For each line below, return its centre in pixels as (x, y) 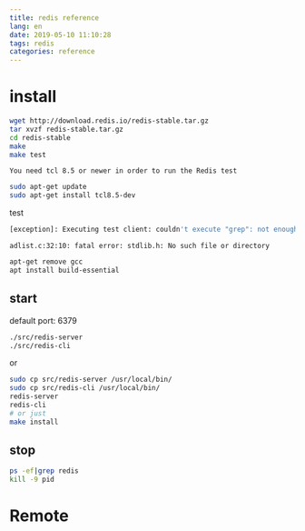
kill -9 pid (32, 480)
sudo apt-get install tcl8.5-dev (73, 195)
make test (28, 155)
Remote (39, 516)
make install (34, 422)
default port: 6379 (43, 320)
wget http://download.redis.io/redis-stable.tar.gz (109, 121)
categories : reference (52, 52)
